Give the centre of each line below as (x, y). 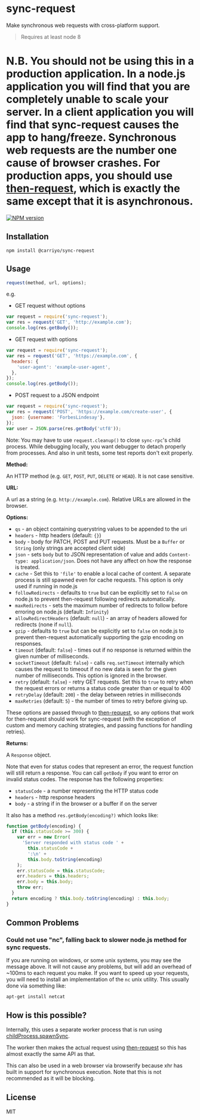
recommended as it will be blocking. (51, 1079)
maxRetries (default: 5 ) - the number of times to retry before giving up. (101, 701)
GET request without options (50, 306)
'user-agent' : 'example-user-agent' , (64, 367)
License (21, 1097)
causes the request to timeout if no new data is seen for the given (96, 669)
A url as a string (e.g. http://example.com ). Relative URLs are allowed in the (99, 499)
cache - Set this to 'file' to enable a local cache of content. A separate (103, 573)
